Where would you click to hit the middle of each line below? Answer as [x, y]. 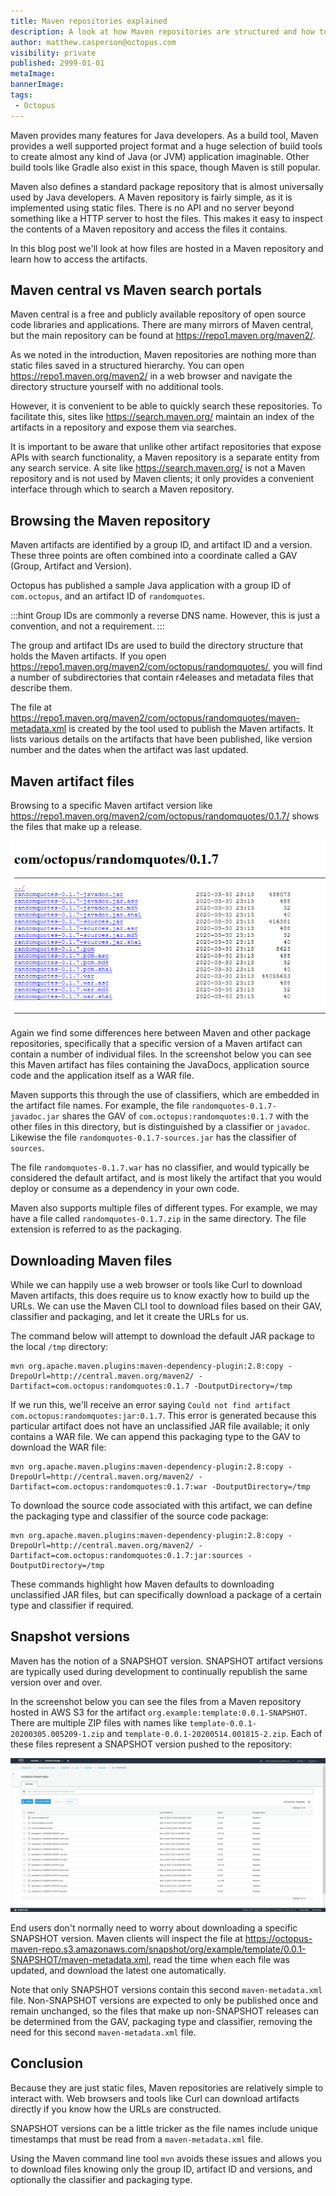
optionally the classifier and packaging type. [101, 2179]
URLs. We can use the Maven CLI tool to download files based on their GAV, [166, 1306]
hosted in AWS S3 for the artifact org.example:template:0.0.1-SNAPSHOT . [159, 1712]
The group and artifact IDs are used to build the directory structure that [157, 646]
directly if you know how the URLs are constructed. [116, 2109]
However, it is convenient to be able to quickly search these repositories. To [166, 406]
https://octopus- [278, 1938]
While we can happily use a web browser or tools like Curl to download [156, 1285]
